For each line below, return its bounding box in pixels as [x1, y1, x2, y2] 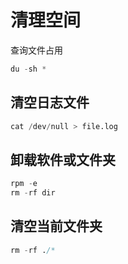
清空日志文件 [10, 94, 90, 111]
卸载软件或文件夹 [10, 151, 116, 168]
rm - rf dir [10, 188, 56, 198]
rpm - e [10, 179, 38, 189]
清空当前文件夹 [10, 218, 103, 235]
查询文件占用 [10, 44, 63, 56]
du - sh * [10, 64, 47, 74]
